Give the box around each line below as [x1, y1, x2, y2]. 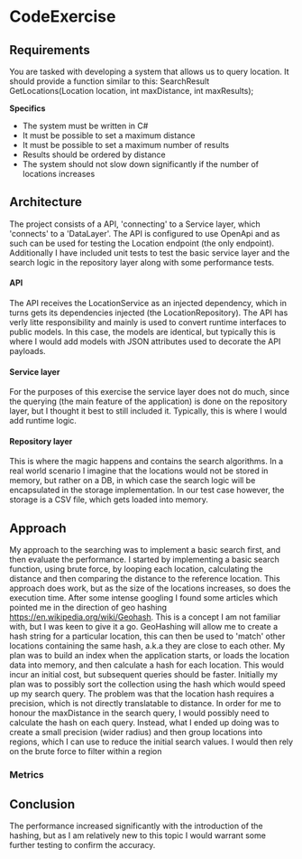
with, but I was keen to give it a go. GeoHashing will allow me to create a [9, 621, 278, 632]
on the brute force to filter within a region [9, 746, 162, 757]
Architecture [9, 194, 83, 210]
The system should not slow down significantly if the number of [22, 159, 260, 169]
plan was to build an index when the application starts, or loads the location [9, 650, 290, 661]
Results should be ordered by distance [22, 149, 166, 160]
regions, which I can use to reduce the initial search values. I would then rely [9, 736, 294, 747]
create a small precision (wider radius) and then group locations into [9, 727, 263, 738]
